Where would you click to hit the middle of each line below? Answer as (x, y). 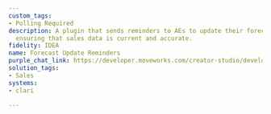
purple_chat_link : (39, 61)
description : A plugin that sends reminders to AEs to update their (126, 31)
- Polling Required (41, 23)
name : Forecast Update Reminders (65, 53)
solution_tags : (34, 68)
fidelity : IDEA (34, 46)
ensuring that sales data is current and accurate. (104, 38)
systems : (23, 83)
